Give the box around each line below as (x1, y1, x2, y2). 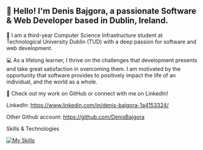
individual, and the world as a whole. (6, 78, 98, 85)
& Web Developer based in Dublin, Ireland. (6, 16, 168, 26)
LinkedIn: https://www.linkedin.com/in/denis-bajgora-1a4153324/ (6, 101, 169, 109)
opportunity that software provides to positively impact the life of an (6, 71, 176, 79)
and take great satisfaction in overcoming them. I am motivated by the (6, 65, 181, 73)
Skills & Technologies (6, 125, 59, 132)
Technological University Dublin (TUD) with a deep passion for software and (6, 37, 197, 45)
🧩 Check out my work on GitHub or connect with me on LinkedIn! (6, 90, 168, 97)
